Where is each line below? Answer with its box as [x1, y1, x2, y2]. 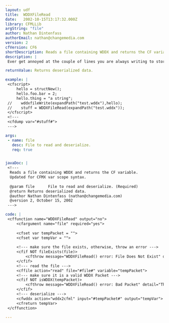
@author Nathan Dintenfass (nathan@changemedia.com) [10, 193, 123, 199]
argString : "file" [5, 26, 44, 31]
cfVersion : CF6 [5, 45, 37, 50]
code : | [5, 212, 22, 217]
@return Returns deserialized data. [10, 188, 87, 194]
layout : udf [5, 7, 30, 13]
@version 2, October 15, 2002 [10, 198, 73, 203]
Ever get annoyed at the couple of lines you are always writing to [7, 59, 154, 64]
